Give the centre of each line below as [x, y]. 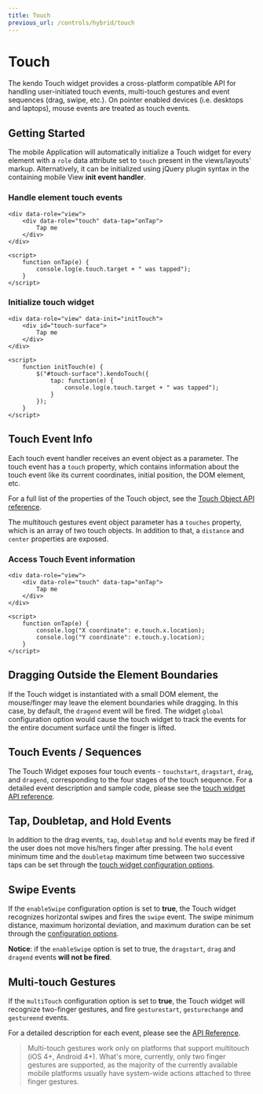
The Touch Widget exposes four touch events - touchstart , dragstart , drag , [131, 771]
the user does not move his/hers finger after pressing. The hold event [121, 848]
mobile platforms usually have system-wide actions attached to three [139, 1074]
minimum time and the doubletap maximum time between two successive [126, 856]
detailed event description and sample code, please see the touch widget [127, 788]
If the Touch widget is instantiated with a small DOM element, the [113, 694]
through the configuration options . [64, 934]
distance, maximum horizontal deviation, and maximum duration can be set [130, 926]
